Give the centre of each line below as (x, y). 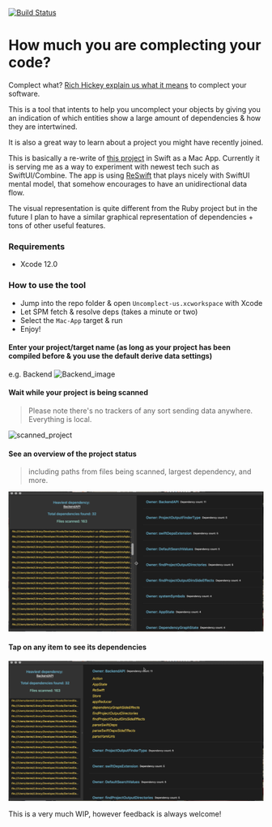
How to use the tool (47, 286)
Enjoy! (30, 329)
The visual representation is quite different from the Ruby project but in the (133, 208)
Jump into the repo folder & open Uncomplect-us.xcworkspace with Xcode (141, 303)
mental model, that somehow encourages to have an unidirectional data (128, 183)
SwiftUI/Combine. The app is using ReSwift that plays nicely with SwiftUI (129, 175)
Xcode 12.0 (39, 265)
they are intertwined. (43, 127)
